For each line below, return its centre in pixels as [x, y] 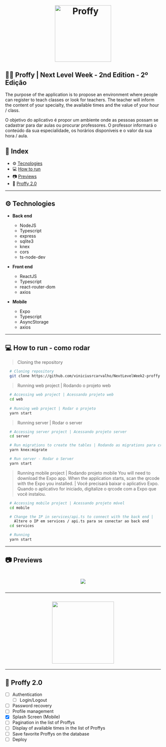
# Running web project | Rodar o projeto [53, 408]
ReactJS [28, 276]
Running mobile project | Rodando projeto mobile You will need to [84, 473]
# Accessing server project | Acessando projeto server [68, 432]
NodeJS [28, 225]
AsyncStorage [34, 322]
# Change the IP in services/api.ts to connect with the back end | [82, 517]
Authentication [27, 694]
